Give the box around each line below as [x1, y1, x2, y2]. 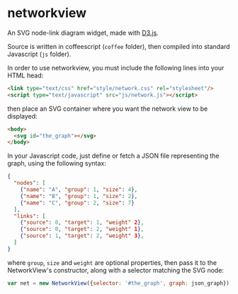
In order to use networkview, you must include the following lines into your [7, 63, 225, 72]
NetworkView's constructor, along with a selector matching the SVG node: [7, 266, 225, 274]
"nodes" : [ [13, 180, 46, 187]
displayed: [7, 111, 38, 120]
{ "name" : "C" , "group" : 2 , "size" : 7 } [20, 199, 135, 207]
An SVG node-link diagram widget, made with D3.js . [7, 28, 159, 37]
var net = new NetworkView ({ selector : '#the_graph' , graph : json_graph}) [7, 279, 230, 287]
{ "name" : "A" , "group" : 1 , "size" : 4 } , [20, 186, 138, 193]
